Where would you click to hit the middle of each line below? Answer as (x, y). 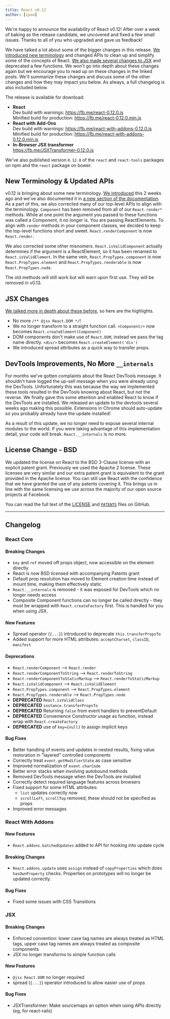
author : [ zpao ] (21, 15)
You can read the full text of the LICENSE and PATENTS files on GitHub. (78, 504)
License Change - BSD (41, 450)
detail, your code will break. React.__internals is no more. (66, 434)
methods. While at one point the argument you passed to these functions (81, 215)
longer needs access (34, 595)
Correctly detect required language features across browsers (76, 782)
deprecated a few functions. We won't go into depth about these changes (82, 66)
